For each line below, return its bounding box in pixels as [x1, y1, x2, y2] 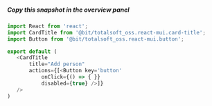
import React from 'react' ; [7, 23, 89, 30]
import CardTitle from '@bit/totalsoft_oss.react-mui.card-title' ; [7, 29, 206, 36]
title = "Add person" [28, 61, 85, 68]
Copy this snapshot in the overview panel [7, 6, 130, 14]
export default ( [7, 48, 58, 55]
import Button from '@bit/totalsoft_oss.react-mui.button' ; [7, 35, 185, 43]
